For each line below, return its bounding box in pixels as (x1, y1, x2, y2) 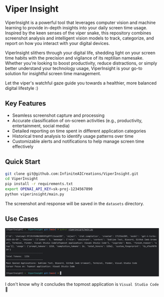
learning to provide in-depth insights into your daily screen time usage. (5, 24, 147, 30)
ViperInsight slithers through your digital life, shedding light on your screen (5, 50, 155, 56)
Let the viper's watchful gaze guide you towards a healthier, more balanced (5, 80, 157, 86)
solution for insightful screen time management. (5, 70, 102, 76)
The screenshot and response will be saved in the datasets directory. (5, 200, 144, 206)
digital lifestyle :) (5, 85, 39, 91)
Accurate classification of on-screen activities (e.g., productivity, (12, 117, 143, 123)
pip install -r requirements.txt (5, 182, 73, 187)
